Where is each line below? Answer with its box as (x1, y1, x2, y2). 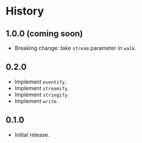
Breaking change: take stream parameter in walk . (14, 44, 137, 52)
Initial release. (14, 131, 50, 138)
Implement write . (14, 97, 59, 104)
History (5, 4, 44, 18)
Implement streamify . (14, 84, 69, 91)
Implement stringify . (14, 91, 69, 98)
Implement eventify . (14, 78, 66, 85)
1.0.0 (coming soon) (5, 28, 83, 39)
